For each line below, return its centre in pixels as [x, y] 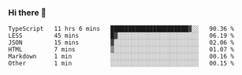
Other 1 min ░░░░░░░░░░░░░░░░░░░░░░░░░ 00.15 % [121, 64]
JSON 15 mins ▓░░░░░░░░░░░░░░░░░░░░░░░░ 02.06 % [121, 43]
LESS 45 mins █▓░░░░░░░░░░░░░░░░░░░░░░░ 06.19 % [121, 36]
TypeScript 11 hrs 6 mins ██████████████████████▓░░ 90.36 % [121, 29]
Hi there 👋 [28, 13]
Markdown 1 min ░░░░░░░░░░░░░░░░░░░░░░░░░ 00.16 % [121, 57]
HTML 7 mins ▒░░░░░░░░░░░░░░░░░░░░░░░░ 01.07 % [121, 50]
